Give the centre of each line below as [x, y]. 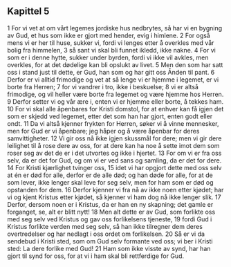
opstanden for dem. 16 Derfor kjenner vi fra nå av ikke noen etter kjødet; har [115, 190]
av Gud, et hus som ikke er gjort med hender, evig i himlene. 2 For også [109, 35]
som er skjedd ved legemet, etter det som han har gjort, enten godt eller [110, 116]
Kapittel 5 [28, 11]
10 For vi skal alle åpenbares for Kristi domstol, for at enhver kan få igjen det [115, 109]
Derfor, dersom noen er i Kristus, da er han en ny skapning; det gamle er [110, 204]
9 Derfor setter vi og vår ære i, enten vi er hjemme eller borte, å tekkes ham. [115, 101]
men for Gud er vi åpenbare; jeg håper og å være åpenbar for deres [103, 131]
